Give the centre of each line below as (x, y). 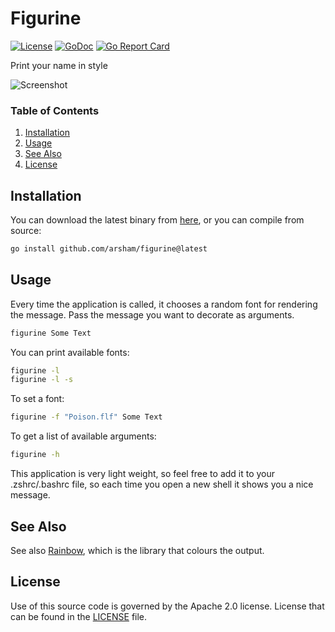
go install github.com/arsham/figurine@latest (109, 249)
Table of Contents (55, 110)
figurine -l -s (42, 380)
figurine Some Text (51, 333)
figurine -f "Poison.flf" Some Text (86, 417)
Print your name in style (59, 65)
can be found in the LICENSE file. (79, 616)
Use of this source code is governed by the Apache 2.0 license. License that (167, 606)
